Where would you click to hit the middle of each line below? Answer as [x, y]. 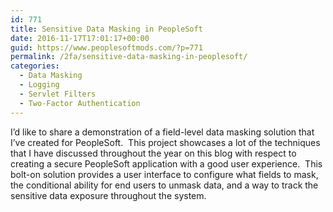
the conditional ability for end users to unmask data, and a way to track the [164, 185]
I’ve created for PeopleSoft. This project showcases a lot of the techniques [165, 142]
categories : [35, 66]
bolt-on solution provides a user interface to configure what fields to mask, [164, 174]
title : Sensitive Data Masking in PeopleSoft [106, 29]
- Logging [39, 85]
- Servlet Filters [58, 94]
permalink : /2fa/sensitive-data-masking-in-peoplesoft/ [129, 57]
